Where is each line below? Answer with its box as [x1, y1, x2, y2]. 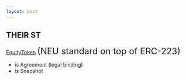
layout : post [6, 8, 38, 15]
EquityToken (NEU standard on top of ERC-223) [6, 46, 181, 57]
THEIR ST [6, 30, 41, 40]
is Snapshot [14, 68, 43, 75]
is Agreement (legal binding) [14, 61, 83, 68]
